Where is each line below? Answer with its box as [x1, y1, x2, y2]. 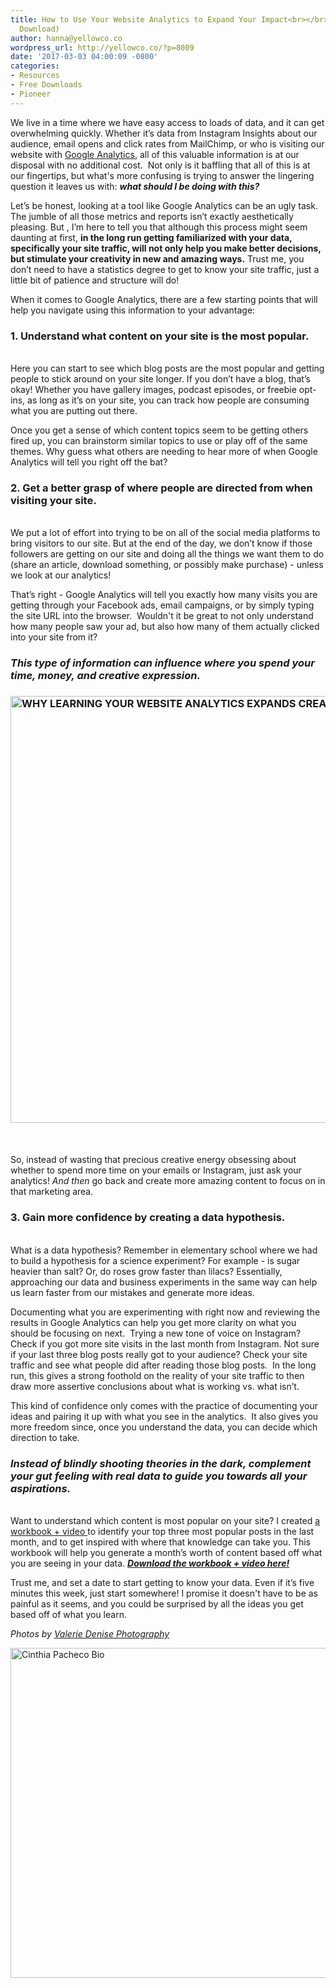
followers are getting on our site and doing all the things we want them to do [10, 548, 325, 560]
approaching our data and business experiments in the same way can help [10, 1276, 318, 1288]
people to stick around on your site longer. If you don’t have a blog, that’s [10, 372, 311, 385]
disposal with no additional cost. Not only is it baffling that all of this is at [10, 159, 311, 171]
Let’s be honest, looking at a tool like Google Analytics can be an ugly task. [10, 199, 318, 211]
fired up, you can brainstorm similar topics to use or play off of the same [10, 434, 308, 446]
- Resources [10, 71, 60, 81]
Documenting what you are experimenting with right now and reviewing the [10, 1306, 321, 1318]
